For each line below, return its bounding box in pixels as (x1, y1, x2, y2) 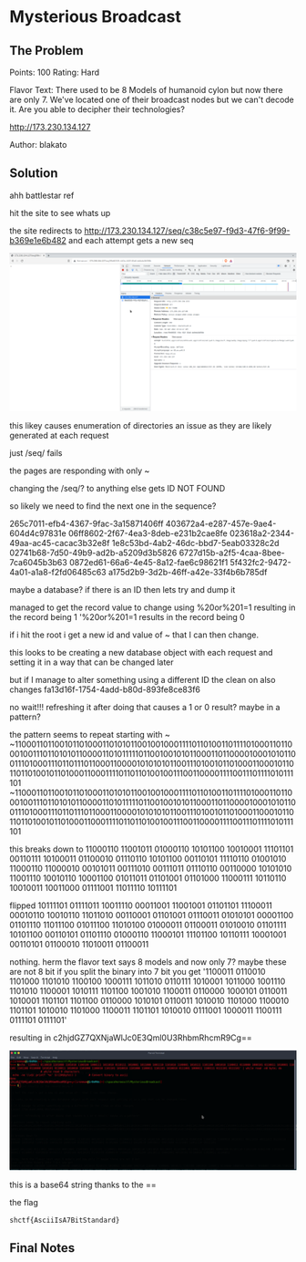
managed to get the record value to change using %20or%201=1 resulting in (9, 602, 296, 613)
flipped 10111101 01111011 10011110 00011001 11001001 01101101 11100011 (9, 900, 273, 911)
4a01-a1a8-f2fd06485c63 (9, 566, 107, 577)
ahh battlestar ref (9, 190, 75, 201)
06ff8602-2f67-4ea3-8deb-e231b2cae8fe (67, 527, 228, 539)
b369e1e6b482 (9, 234, 66, 245)
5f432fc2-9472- (229, 556, 291, 567)
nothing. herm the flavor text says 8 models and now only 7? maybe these (9, 956, 287, 967)
